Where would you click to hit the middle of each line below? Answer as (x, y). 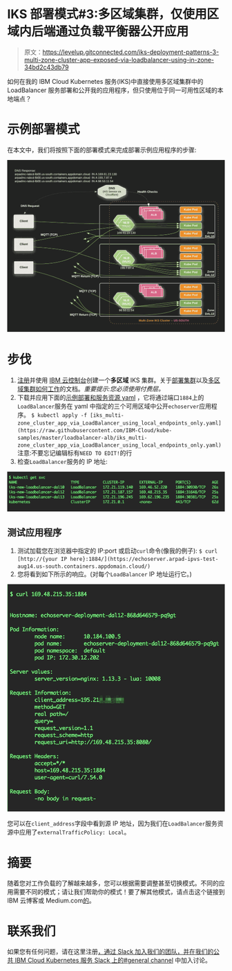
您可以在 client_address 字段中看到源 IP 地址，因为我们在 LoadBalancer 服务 (112, 823)
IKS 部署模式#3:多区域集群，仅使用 (107, 14)
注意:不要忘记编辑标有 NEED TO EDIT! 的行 (75, 453)
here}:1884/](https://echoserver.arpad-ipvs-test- (144, 559)
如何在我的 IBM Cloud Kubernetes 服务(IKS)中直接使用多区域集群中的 (105, 81)
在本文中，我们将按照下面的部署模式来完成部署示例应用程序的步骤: (102, 150)
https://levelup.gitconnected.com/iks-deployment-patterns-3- (131, 52)
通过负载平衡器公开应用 (122, 32)
